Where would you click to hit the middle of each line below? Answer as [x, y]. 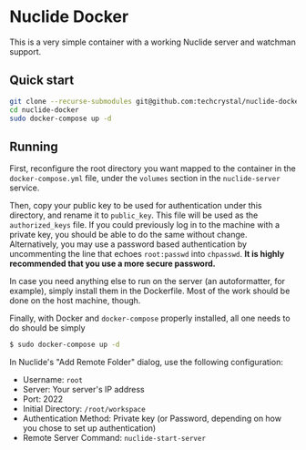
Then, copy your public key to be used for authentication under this [136, 206]
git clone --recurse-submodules [71, 101]
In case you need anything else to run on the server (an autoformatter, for [147, 281]
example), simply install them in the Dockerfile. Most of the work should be [150, 291]
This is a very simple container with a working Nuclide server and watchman [153, 42]
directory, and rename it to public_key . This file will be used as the [134, 215]
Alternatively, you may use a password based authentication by [128, 244]
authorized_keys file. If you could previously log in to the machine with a [145, 225]
